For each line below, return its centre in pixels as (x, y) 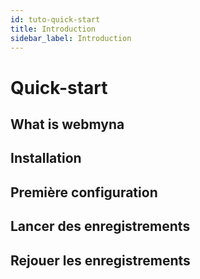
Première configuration (84, 192)
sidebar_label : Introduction (71, 38)
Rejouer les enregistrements (100, 260)
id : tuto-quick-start (55, 19)
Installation (46, 158)
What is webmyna (67, 124)
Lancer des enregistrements (100, 226)
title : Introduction (53, 29)
